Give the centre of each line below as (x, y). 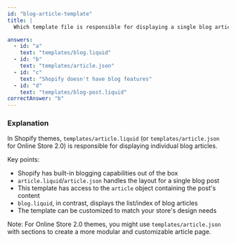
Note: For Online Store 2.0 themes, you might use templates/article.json (114, 224)
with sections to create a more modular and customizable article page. (109, 232)
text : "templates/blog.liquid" (66, 53)
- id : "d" (28, 85)
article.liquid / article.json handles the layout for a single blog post (118, 181)
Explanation (28, 123)
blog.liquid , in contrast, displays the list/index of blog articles (107, 203)
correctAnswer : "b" (36, 99)
